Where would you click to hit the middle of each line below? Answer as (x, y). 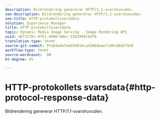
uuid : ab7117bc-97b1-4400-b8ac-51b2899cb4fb (51, 37)
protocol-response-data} (57, 98)
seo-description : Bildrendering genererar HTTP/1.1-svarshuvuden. (74, 14)
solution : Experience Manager (36, 23)
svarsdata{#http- (119, 87)
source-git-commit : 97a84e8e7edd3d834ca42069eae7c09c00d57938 (69, 46)
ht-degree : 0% (19, 59)
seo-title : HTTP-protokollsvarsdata (42, 18)
